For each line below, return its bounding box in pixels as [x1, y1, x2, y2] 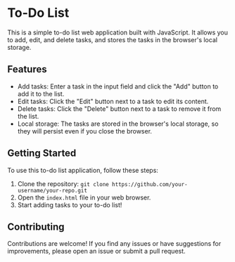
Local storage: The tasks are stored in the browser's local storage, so [17, 119, 219, 128]
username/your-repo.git [17, 187, 88, 194]
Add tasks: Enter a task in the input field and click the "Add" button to [17, 82, 219, 91]
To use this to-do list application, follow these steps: [7, 166, 158, 174]
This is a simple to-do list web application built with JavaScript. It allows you [7, 28, 229, 37]
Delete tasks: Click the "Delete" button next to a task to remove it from [17, 104, 222, 113]
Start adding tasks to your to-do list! [17, 200, 122, 209]
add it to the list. [17, 89, 65, 98]
